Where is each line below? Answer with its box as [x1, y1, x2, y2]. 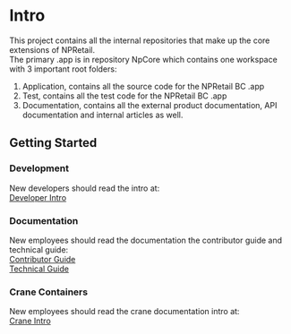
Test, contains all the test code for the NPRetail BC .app [21, 90, 227, 101]
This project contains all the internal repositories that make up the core [9, 35, 270, 46]
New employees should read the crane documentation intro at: [9, 306, 240, 317]
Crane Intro [9, 315, 51, 327]
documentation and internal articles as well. [21, 109, 184, 120]
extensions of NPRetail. [9, 44, 96, 55]
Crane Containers [9, 286, 88, 298]
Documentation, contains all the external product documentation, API [21, 99, 278, 110]
